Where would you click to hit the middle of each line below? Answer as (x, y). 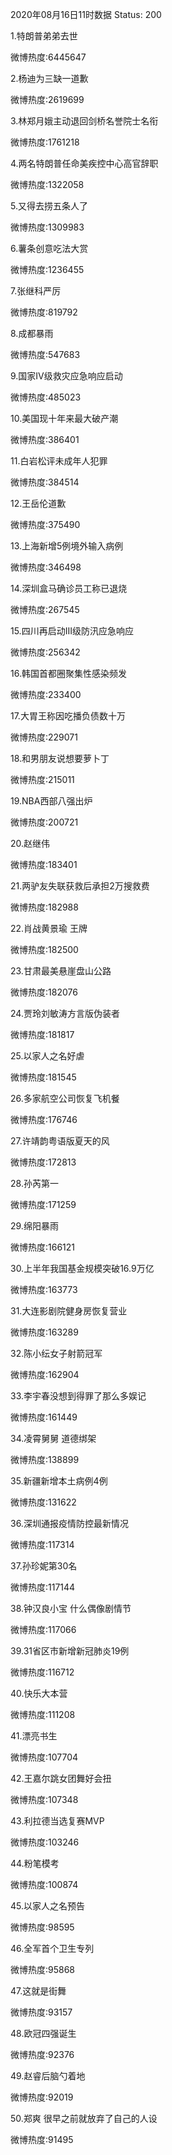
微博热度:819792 (44, 312)
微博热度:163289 (44, 1332)
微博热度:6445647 (48, 57)
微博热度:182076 (44, 992)
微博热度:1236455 (47, 269)
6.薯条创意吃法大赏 (49, 248)
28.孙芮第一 (34, 1183)
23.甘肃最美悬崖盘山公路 (61, 971)
